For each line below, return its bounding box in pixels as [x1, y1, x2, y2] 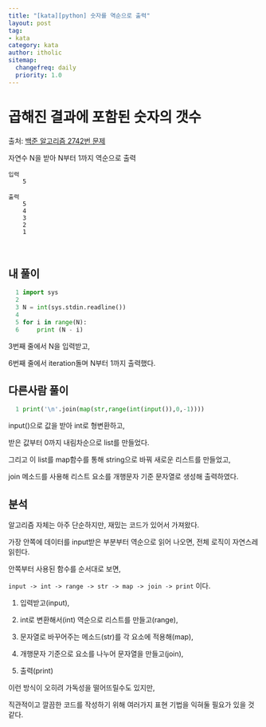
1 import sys [15, 288, 59, 296]
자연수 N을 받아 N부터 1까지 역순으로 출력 [8, 153, 137, 162]
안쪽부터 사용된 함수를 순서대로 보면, [8, 564, 121, 574]
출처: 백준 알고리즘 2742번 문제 [8, 136, 106, 145]
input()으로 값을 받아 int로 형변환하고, [8, 421, 125, 431]
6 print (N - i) [15, 325, 84, 334]
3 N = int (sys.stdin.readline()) [15, 304, 127, 312]
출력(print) [19, 666, 53, 676]
